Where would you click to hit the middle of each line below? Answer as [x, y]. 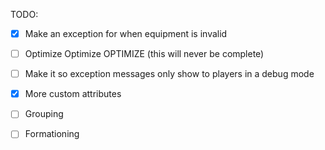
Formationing [52, 134]
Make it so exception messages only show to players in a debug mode [169, 74]
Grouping [44, 114]
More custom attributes [73, 94]
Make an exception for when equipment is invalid [126, 33]
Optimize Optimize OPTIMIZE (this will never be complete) [144, 54]
